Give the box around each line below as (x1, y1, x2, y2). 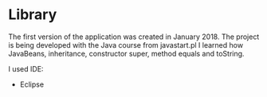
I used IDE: (8, 64, 44, 73)
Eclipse (19, 80, 45, 89)
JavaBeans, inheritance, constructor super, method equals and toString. (8, 48, 245, 58)
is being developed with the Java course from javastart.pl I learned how (8, 40, 244, 49)
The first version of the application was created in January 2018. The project (8, 32, 260, 41)
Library (8, 6, 57, 24)
